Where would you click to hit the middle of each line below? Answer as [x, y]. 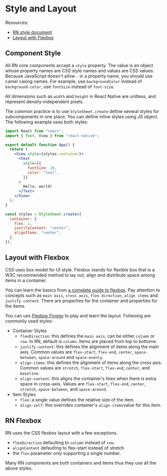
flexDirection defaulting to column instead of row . [63, 442]
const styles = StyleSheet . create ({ [43, 214]
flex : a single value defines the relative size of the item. [77, 399]
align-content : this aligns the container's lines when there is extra [88, 378]
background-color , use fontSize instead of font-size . [60, 86]
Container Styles [29, 330]
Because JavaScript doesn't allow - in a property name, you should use [79, 76]
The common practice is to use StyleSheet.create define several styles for [82, 111]
